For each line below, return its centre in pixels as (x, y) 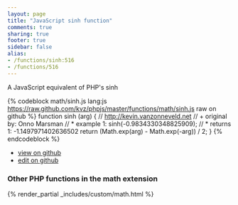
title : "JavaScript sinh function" (60, 21)
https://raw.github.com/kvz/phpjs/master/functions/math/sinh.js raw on (112, 108)
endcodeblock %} (34, 139)
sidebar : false (30, 47)
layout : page (27, 14)
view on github (39, 152)
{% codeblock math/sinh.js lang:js (57, 101)
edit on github (38, 160)
